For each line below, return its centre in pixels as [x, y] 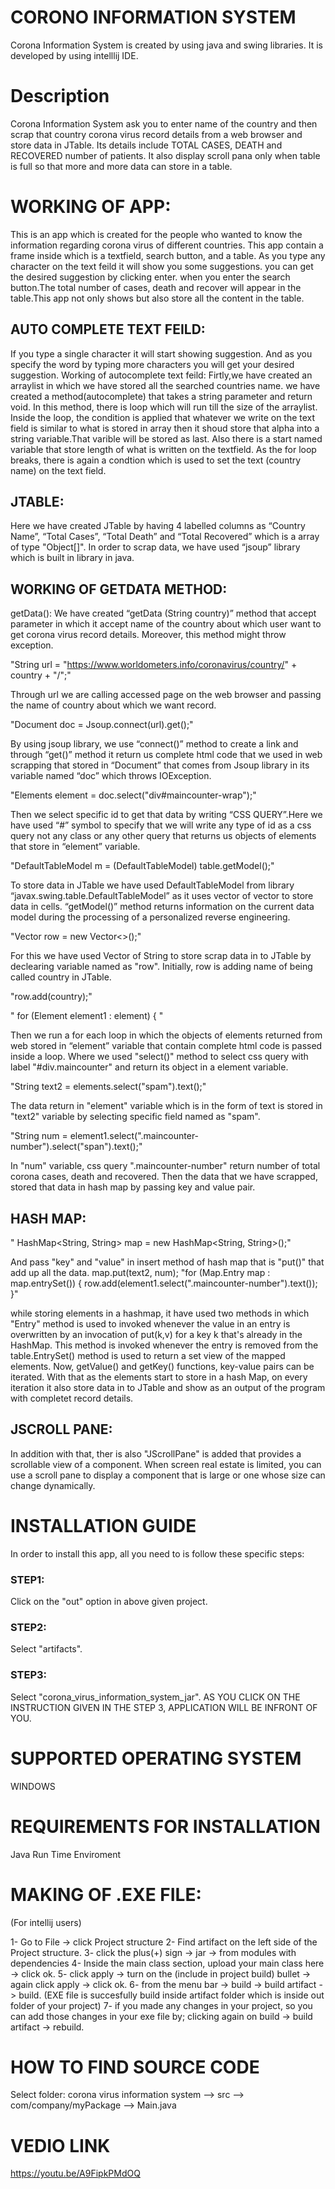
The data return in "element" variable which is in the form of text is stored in [166, 1106]
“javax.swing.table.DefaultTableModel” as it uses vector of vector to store [162, 896]
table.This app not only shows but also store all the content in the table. [157, 298]
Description [60, 96]
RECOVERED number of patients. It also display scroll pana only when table [165, 155]
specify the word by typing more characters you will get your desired [152, 364]
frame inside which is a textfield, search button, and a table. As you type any [168, 255]
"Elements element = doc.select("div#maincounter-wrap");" [133, 795]
